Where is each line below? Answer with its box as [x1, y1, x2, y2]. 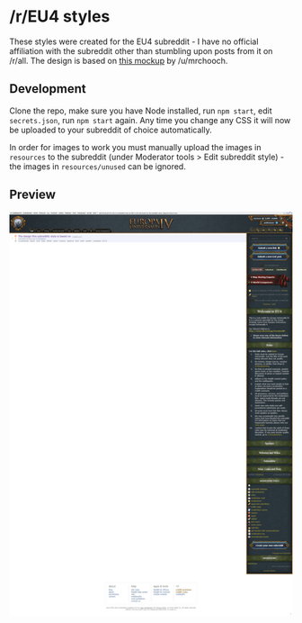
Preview [9, 187, 57, 203]
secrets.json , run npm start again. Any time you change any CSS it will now [9, 114, 291, 125]
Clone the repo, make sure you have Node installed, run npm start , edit [9, 105, 272, 116]
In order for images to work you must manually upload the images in [9, 141, 262, 152]
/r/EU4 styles [9, 6, 111, 27]
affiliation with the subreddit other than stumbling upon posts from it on [9, 45, 273, 56]
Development [9, 81, 87, 96]
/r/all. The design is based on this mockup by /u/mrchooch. [9, 55, 228, 66]
